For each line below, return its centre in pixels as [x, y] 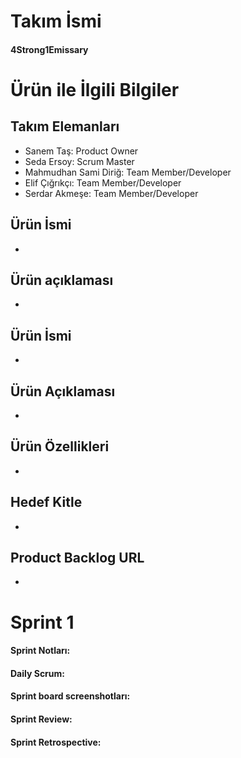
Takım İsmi [56, 21]
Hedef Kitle [46, 502]
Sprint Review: [41, 719]
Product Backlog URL [77, 558]
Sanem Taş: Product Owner [81, 151]
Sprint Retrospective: [56, 742]
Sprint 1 [42, 622]
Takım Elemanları [65, 126]
